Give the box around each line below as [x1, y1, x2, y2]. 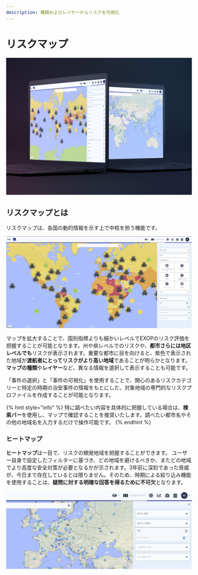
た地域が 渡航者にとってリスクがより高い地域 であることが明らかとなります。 [6, 357, 190, 364]
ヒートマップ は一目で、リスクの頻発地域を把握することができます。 [6, 450, 171, 457]
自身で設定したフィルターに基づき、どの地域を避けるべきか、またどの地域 [11, 457, 192, 464]
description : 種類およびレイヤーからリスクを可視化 [6, 9, 120, 15]
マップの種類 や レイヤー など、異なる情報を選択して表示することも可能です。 [6, 364, 192, 371]
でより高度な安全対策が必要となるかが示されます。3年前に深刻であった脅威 [6, 464, 190, 471]
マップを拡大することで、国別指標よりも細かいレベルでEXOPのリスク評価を [6, 335, 190, 342]
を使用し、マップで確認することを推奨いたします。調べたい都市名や [21, 411, 187, 418]
